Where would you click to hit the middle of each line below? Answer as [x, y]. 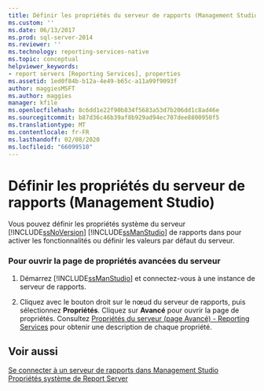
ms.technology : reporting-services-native [79, 52]
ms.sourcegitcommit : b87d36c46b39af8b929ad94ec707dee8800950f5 [114, 118]
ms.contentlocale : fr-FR [49, 132]
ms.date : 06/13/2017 [42, 30]
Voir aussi [33, 351]
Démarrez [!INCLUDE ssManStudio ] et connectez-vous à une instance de [137, 278]
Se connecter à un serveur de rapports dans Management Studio [113, 371]
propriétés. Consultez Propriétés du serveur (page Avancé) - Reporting [134, 318]
